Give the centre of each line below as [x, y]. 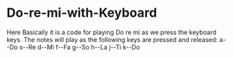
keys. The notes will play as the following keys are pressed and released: [112, 39]
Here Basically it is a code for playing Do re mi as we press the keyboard [112, 32]
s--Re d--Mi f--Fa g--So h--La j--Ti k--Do [80, 47]
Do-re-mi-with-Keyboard [82, 13]
